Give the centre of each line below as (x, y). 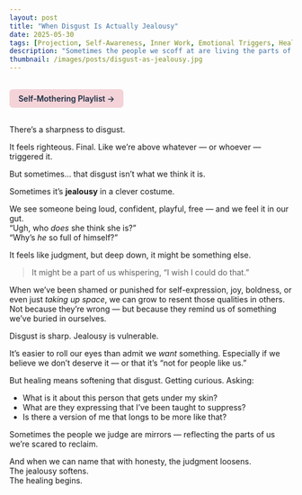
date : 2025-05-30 (42, 34)
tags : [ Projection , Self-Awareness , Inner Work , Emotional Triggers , (142, 43)
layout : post (34, 18)
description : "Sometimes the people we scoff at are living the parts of (151, 51)
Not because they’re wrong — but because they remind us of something (143, 309)
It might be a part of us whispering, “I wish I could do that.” (140, 272)
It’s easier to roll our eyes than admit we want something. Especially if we (145, 353)
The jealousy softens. (49, 471)
